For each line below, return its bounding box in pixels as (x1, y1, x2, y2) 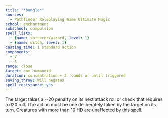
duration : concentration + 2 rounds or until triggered (5, 73, 126, 78)
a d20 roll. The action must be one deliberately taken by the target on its (5, 101, 156, 107)
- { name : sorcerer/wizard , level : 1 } (10, 36, 90, 41)
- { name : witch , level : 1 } (10, 40, 67, 45)
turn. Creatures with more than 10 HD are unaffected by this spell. (5, 107, 143, 113)
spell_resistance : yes (5, 82, 53, 87)
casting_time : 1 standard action (5, 45, 76, 50)
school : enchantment (5, 21, 49, 27)
